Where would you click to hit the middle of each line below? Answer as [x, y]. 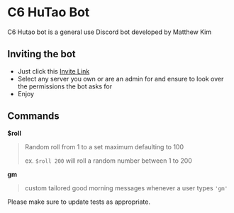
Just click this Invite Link [54, 71]
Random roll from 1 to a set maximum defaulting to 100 [104, 146]
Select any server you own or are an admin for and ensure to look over [121, 79]
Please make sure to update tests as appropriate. [79, 202]
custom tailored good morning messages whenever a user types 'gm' [126, 188]
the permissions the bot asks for [65, 86]
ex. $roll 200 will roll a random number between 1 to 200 [108, 161]
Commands [34, 116]
